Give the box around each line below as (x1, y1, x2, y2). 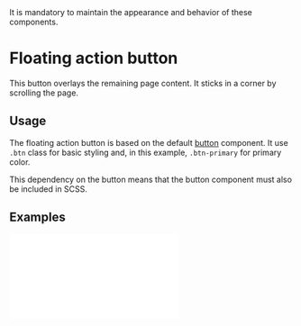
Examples (9, 210, 66, 225)
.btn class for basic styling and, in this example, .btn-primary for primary (9, 147, 282, 158)
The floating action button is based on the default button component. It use (9, 137, 288, 148)
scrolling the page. (9, 87, 79, 98)
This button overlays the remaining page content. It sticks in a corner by (9, 77, 277, 88)
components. (9, 16, 59, 27)
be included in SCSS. (9, 183, 88, 195)
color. (9, 156, 31, 168)
